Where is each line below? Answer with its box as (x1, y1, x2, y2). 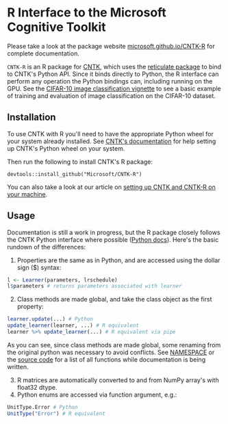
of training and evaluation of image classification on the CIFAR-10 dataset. (7, 91, 216, 100)
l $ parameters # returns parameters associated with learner (7, 283, 183, 290)
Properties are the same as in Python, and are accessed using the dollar (16, 255, 220, 264)
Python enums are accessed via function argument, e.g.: (16, 390, 177, 399)
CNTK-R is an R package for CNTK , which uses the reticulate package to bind (7, 62, 222, 71)
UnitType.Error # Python (7, 403, 78, 410)
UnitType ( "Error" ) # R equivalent (7, 410, 106, 417)
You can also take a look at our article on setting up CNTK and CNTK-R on (7, 183, 216, 191)
